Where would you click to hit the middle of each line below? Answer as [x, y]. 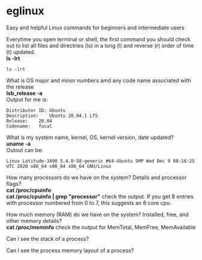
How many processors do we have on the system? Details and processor [97, 177]
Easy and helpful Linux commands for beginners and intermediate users [95, 28]
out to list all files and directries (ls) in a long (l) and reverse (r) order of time [100, 46]
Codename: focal [29, 126]
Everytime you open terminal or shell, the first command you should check [98, 39]
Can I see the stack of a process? [47, 238]
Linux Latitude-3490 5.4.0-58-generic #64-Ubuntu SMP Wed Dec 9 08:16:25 [101, 161]
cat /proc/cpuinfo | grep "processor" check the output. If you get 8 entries [100, 196]
